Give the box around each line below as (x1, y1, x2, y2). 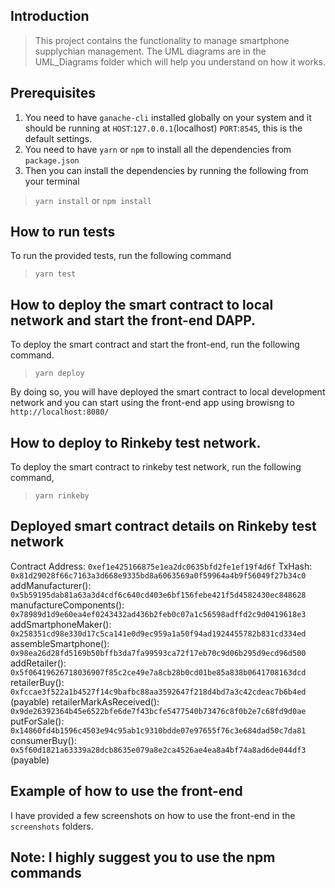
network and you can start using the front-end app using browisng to (10, 397, 295, 409)
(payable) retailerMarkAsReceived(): (10, 695, 160, 708)
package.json (24, 155, 80, 166)
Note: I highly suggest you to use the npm (10, 849, 276, 866)
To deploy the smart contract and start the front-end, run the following (10, 339, 300, 351)
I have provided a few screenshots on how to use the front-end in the (10, 809, 296, 821)
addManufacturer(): (10, 579, 92, 591)
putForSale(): (10, 715, 65, 727)
